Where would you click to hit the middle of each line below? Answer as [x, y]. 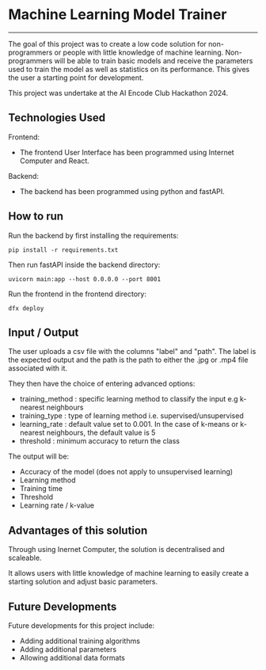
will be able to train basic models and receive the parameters [154, 60]
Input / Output [44, 332]
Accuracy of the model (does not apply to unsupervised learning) [126, 472]
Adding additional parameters [68, 649]
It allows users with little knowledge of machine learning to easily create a [129, 573]
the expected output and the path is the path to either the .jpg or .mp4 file [128, 360]
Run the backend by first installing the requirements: [93, 235]
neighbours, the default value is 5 [101, 432]
